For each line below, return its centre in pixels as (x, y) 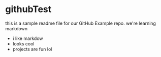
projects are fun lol (32, 49)
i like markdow (28, 38)
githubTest (28, 9)
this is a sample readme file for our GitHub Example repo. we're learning (81, 23)
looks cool (23, 43)
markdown (17, 28)
